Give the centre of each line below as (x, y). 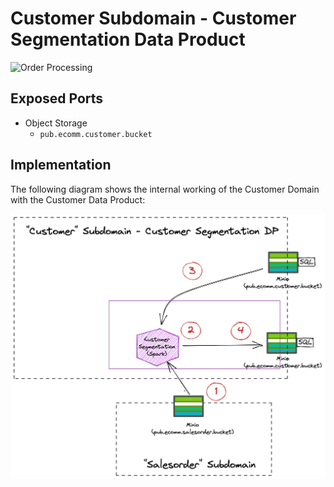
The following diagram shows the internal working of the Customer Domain (165, 189)
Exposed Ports (57, 98)
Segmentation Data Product (128, 39)
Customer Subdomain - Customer (153, 18)
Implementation (61, 165)
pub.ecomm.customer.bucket (96, 134)
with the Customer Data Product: (78, 199)
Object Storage (56, 123)
